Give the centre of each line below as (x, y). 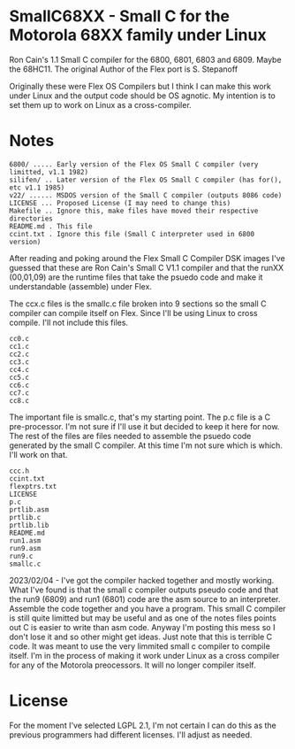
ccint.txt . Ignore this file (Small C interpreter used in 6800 (132, 234)
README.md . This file (51, 226)
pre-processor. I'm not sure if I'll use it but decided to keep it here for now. (144, 426)
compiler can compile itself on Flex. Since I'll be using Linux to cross (133, 313)
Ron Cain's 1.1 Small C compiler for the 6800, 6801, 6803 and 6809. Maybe (145, 59)
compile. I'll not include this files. (69, 322)
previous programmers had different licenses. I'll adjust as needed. (131, 734)
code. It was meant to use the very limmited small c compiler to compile (140, 646)
